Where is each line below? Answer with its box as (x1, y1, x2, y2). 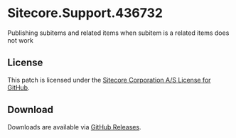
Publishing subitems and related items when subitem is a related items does (7, 28, 230, 37)
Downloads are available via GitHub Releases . (7, 122, 141, 131)
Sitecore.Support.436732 (7, 5, 163, 21)
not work (7, 36, 33, 44)
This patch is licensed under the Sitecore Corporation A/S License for (7, 75, 211, 84)
